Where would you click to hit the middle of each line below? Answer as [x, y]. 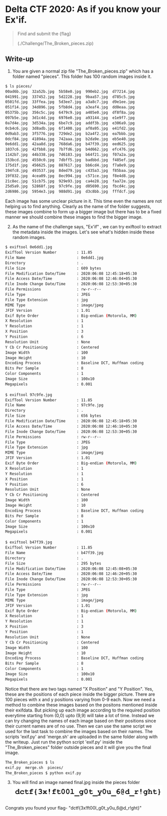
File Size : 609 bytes [53, 268]
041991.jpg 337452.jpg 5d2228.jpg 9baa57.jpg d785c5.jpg [70, 97]
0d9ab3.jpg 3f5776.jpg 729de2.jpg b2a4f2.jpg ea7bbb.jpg [70, 133]
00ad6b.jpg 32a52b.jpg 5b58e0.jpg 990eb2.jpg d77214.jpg [70, 91]
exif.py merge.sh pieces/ [34, 768]
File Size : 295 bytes [53, 563]
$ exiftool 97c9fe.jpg [29, 395]
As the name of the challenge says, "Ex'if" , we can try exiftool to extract [87, 227]
